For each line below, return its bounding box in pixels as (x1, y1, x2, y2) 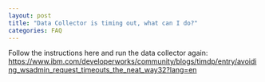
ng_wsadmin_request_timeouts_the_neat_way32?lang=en (8, 65, 197, 75)
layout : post (8, 11, 52, 20)
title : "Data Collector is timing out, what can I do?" (8, 19, 198, 27)
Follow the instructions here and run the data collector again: (8, 49, 208, 58)
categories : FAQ (8, 26, 62, 34)
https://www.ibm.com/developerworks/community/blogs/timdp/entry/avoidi (8, 57, 257, 66)
